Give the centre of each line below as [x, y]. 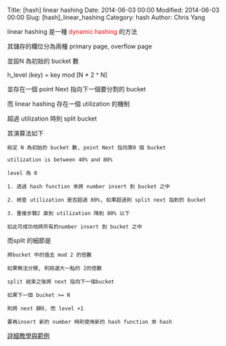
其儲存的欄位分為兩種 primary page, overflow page [79, 46]
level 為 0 [22, 173]
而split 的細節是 [29, 240]
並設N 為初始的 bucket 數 [43, 61]
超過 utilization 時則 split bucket [52, 118]
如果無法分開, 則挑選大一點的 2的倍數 [55, 268]
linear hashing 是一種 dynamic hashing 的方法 [72, 31]
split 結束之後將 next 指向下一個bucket [61, 282]
